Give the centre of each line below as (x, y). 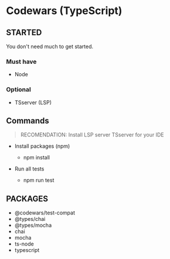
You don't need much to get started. (50, 46)
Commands (28, 120)
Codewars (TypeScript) (64, 11)
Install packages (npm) (42, 146)
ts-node (24, 244)
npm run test (39, 180)
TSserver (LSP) (33, 102)
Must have (21, 62)
